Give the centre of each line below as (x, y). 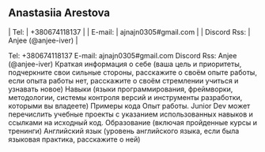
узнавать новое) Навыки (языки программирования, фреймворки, (121, 89)
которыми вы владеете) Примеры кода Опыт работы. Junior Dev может (129, 106)
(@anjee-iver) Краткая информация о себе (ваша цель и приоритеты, (125, 64)
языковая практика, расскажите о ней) (74, 139)
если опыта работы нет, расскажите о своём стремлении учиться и (123, 80)
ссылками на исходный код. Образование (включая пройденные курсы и (133, 122)
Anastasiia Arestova (59, 13)
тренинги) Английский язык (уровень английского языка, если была (124, 131)
